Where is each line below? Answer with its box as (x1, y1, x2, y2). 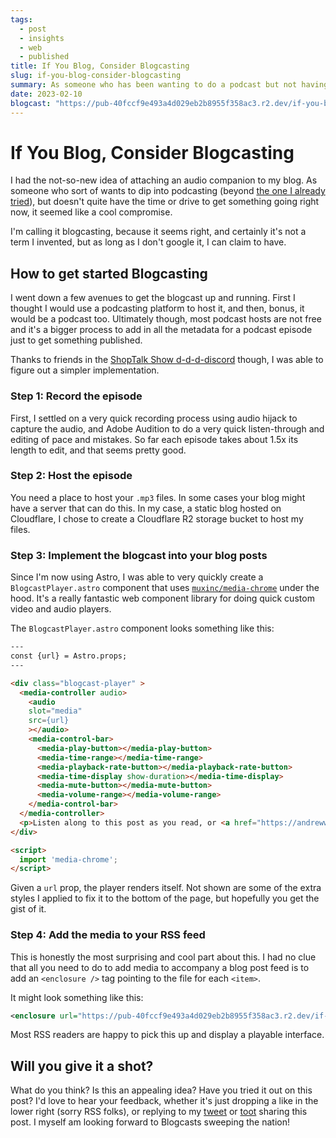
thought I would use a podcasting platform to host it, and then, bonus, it (10, 302, 305, 315)
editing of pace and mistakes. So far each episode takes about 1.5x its (10, 433, 299, 445)
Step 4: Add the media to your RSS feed (10, 928, 206, 942)
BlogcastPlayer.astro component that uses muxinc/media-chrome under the (10, 582, 320, 594)
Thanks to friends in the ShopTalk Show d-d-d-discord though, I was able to (10, 354, 324, 366)
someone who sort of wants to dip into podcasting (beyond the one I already (10, 185, 326, 197)
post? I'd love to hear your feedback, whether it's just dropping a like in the (10, 1095, 319, 1107)
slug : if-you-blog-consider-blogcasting (10, 71, 182, 81)
